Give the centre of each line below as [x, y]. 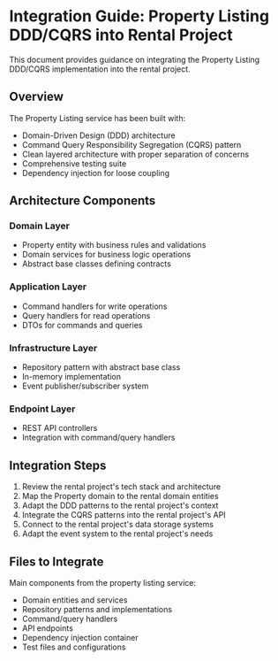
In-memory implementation [71, 377]
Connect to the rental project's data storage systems [118, 525]
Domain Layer [40, 226]
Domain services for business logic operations [106, 255]
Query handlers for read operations [86, 315]
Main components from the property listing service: [103, 582]
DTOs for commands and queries [82, 325]
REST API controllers [60, 428]
